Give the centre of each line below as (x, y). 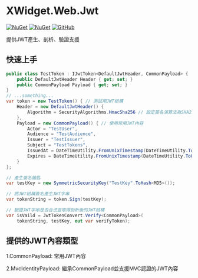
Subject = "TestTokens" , (58, 145)
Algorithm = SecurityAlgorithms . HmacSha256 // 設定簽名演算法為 (104, 112)
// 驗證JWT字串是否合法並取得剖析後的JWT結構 (55, 210)
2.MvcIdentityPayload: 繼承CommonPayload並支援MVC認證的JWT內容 (92, 269)
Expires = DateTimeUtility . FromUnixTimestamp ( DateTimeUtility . (106, 156)
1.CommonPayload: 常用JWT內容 (46, 256)
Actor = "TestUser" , (52, 129)
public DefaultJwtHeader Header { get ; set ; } (75, 79)
